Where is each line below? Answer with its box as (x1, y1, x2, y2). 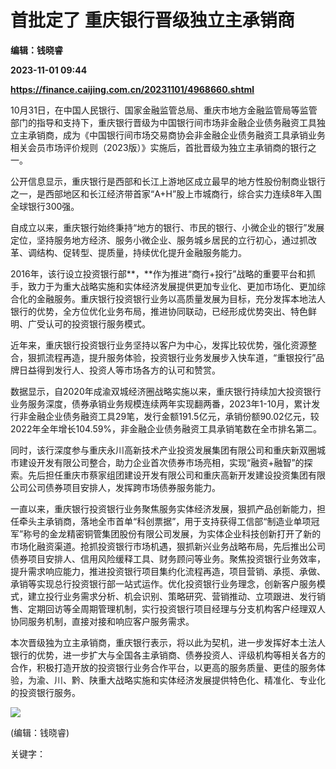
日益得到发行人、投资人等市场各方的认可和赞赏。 (18, 364, 221, 376)
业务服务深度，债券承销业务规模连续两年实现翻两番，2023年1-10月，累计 (10, 397, 312, 410)
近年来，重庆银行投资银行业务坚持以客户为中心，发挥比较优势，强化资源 (10, 339, 308, 351)
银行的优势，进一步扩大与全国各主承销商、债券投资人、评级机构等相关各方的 (10, 649, 326, 661)
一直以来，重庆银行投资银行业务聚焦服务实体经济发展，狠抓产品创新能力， (10, 502, 317, 515)
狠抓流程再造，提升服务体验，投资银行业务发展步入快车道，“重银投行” (27, 351, 317, 363)
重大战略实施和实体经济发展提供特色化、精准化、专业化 (97, 674, 326, 686)
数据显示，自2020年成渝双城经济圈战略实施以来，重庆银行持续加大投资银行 (10, 385, 322, 397)
